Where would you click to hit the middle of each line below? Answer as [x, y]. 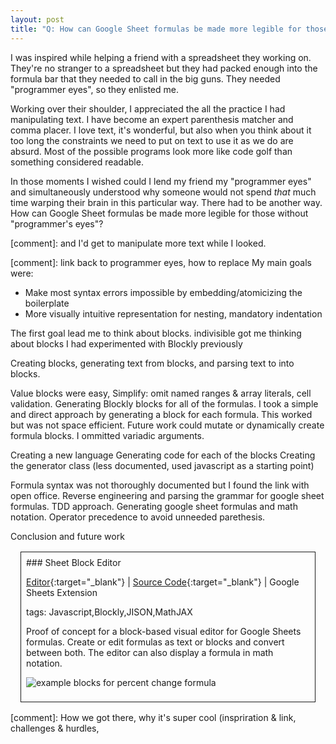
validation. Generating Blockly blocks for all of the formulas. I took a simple [164, 403]
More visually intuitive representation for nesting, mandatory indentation [173, 313]
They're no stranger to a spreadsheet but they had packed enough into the [164, 68]
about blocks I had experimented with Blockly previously [126, 343]
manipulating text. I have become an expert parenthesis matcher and [152, 119]
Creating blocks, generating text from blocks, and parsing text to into [152, 363]
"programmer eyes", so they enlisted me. [94, 89]
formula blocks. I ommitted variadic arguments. [107, 435]
